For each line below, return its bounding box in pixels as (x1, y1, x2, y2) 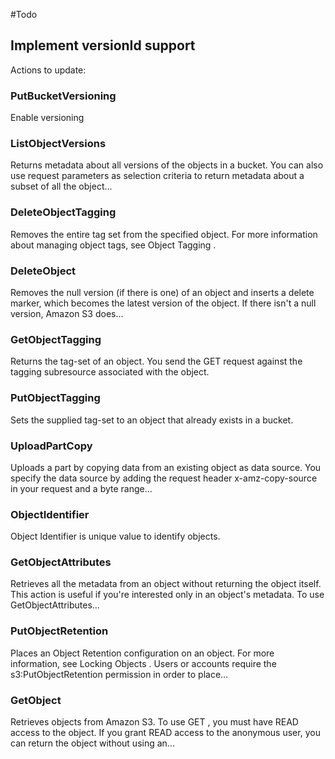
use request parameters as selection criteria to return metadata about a (10, 170, 305, 182)
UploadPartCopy (10, 439, 93, 453)
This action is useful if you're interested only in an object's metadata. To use (10, 589, 325, 601)
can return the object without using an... (10, 737, 175, 749)
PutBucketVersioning (10, 89, 117, 103)
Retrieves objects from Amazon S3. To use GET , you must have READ (10, 716, 299, 728)
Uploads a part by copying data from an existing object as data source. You (10, 461, 322, 473)
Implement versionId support (10, 37, 196, 54)
